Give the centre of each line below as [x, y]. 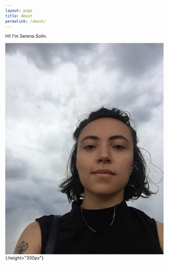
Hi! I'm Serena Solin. [26, 36]
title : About [19, 16]
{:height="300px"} [24, 258]
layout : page [19, 11]
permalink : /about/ [26, 21]
